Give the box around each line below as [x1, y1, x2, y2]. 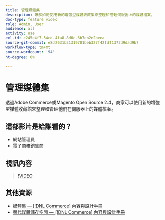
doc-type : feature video [5, 17, 58, 22]
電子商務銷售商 [12, 143, 44, 149]
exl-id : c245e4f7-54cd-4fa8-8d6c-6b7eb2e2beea [5, 36, 105, 41]
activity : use [5, 31, 35, 36]
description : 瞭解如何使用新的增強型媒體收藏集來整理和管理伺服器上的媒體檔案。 [5, 12, 155, 17]
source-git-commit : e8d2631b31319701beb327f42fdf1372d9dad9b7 [5, 40, 139, 45]
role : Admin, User [5, 21, 44, 27]
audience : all [5, 26, 35, 31]
